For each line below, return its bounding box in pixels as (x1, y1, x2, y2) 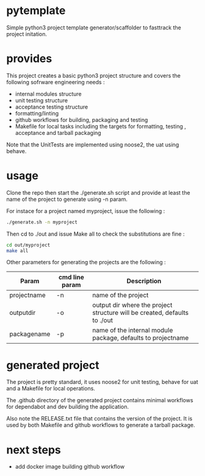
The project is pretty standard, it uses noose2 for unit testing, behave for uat (6, 378, 198, 386)
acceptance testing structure (15, 103, 88, 110)
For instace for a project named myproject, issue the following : (6, 207, 165, 214)
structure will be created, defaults (92, 309, 189, 317)
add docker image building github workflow (15, 463, 125, 471)
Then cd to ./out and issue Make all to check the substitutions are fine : (6, 230, 185, 237)
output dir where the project (92, 301, 173, 309)
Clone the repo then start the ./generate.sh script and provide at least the (6, 189, 190, 196)
